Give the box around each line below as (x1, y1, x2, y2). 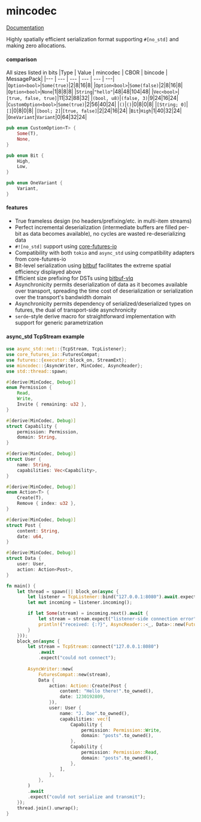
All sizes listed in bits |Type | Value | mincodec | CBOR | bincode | (6, 69, 168, 76)
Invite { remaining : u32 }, (17, 401, 87, 407)
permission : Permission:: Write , (81, 727, 162, 733)
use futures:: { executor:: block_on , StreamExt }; (6, 357, 127, 363)
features (6, 204, 28, 211)
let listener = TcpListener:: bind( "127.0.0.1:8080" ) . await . (28, 594, 181, 600)
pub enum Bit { (6, 153, 44, 159)
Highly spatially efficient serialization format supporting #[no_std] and (6, 35, 179, 42)
